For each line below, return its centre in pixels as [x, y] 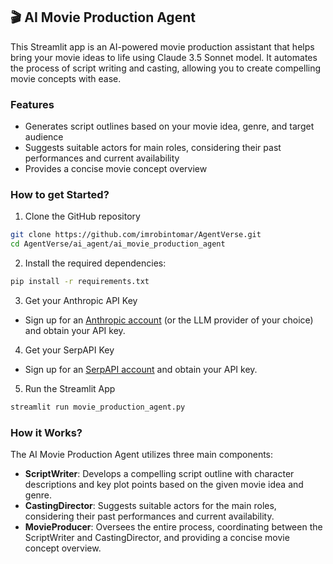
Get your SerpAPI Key [69, 350]
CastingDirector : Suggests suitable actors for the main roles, [150, 506]
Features [32, 104]
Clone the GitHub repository [82, 216]
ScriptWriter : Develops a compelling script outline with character [159, 474]
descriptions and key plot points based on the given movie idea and [164, 485]
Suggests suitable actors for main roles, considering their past [153, 148]
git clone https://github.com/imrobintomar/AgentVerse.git [136, 235]
